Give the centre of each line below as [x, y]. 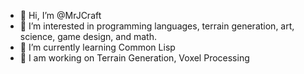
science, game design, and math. [88, 36]
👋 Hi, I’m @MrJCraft [60, 15]
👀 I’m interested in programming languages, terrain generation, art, [157, 26]
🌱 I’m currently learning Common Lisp [97, 47]
